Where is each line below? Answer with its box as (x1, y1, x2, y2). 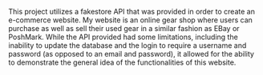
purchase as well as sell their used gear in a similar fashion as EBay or (8, 24, 240, 33)
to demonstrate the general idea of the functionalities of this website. (8, 57, 237, 67)
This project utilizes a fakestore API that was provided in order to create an (8, 7, 255, 16)
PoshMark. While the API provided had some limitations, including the (8, 32, 238, 41)
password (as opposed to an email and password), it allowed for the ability (8, 49, 255, 58)
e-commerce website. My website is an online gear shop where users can (8, 15, 253, 25)
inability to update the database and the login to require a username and (8, 41, 247, 50)
